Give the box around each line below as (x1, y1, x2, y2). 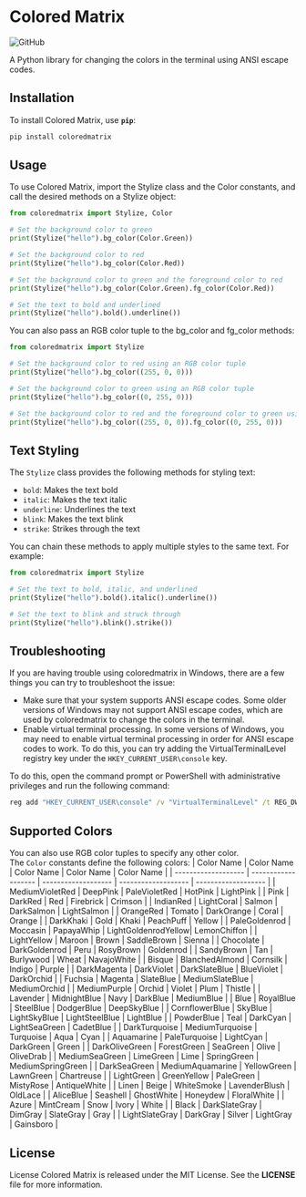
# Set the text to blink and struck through (9, 609, 181, 619)
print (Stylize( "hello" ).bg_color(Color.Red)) (9, 258, 185, 268)
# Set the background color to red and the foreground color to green (9, 408, 283, 418)
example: (9, 551, 44, 562)
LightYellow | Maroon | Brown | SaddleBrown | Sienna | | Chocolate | (9, 934, 265, 945)
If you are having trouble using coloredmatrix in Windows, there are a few (9, 667, 285, 678)
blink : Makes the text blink (22, 513, 124, 525)
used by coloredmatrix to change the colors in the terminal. (22, 714, 245, 726)
